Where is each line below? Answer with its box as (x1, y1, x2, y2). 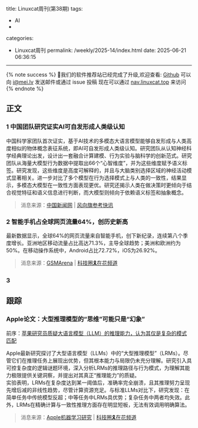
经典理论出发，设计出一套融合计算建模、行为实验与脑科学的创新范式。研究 (11, 152, 192, 159)
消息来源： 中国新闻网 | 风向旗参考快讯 (20, 201, 114, 208)
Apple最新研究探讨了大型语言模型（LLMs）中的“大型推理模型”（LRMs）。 (6, 350, 184, 357)
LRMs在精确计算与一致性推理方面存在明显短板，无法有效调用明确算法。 (16, 401, 190, 408)
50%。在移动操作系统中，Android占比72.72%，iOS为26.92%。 (6, 246, 161, 253)
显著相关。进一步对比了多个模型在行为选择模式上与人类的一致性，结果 (11, 174, 181, 181)
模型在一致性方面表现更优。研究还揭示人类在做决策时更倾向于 (37, 182, 187, 189)
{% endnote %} (6, 85, 44, 92)
